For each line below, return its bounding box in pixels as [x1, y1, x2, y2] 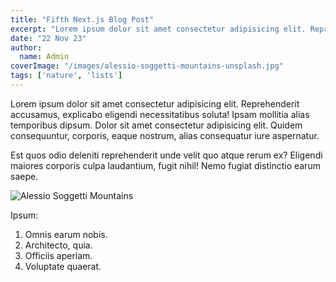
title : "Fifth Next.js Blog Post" [10, 14, 155, 25]
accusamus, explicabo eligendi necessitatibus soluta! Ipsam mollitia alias [10, 108, 310, 120]
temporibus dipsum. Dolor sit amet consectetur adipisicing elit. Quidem [10, 119, 303, 131]
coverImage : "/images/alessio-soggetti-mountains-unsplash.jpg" [10, 61, 284, 71]
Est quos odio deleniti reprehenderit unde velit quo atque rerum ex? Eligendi [10, 149, 323, 161]
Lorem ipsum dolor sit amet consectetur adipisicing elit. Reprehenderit [10, 97, 300, 110]
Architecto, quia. [24, 239, 93, 251]
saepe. [10, 170, 39, 182]
